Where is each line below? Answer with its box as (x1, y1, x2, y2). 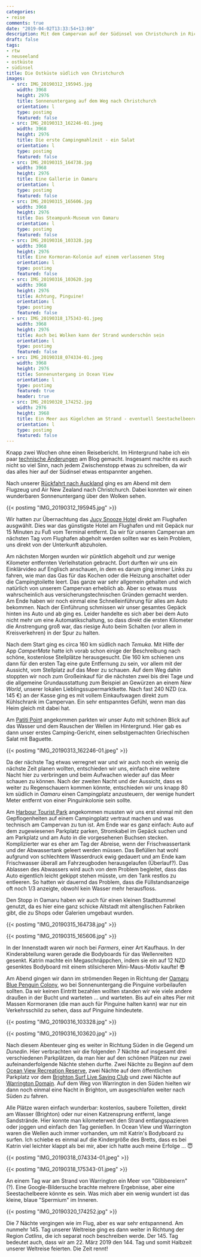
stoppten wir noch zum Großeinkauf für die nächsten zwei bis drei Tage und (6, 673, 194, 680)
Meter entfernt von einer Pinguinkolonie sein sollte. (6, 797, 132, 804)
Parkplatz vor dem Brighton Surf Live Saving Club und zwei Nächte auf (6, 1073, 181, 1081)
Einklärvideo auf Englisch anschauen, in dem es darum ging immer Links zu (6, 566, 193, 573)
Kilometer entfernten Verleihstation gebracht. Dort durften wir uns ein (6, 559, 178, 567)
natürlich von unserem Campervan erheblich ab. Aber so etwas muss (6, 585, 177, 592)
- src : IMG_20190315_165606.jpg (11, 199, 93, 205)
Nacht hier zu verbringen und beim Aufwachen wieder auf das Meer (6, 771, 175, 778)
